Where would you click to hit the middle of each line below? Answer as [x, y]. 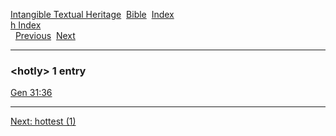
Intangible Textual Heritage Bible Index [92, 14]
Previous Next [45, 35]
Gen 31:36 [31, 93]
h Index [26, 25]
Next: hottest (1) [43, 121]
